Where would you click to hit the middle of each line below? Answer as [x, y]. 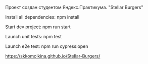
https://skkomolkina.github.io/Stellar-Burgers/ [53, 56]
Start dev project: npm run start [38, 27]
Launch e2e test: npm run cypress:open [47, 46]
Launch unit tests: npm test [34, 37]
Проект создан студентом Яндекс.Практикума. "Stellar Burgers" [74, 7]
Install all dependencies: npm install [42, 17]
